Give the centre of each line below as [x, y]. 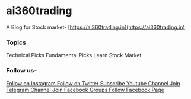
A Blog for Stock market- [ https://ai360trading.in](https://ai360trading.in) [95, 27]
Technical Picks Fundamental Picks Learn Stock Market [74, 55]
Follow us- [22, 71]
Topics [16, 42]
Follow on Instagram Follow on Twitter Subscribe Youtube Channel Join [93, 83]
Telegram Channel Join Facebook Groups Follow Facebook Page [85, 90]
